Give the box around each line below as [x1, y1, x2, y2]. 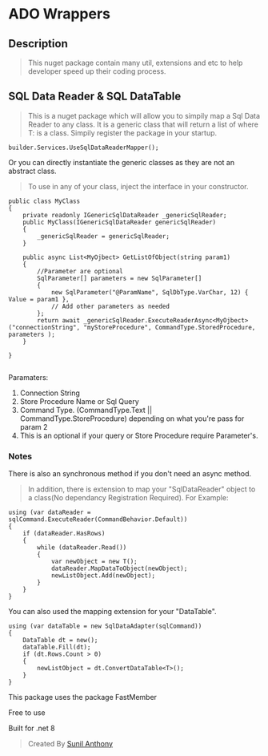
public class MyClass [8, 197, 81, 205]
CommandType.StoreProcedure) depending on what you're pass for [19, 414, 245, 423]
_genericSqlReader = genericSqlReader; [37, 232, 170, 241]
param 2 [19, 422, 48, 431]
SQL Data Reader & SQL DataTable [8, 90, 182, 103]
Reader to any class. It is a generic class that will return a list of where [27, 119, 258, 129]
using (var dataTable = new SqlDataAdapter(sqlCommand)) [8, 622, 202, 630]
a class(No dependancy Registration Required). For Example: [27, 493, 229, 503]
